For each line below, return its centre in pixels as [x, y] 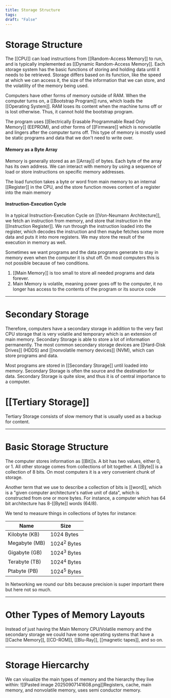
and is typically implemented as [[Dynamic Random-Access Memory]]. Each [85, 64]
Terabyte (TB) [25, 562]
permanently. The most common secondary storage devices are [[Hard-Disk [85, 344]
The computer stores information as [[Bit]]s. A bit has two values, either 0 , [83, 461]
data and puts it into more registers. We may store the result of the [75, 237]
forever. [21, 278]
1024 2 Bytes [66, 543]
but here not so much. [28, 589]
